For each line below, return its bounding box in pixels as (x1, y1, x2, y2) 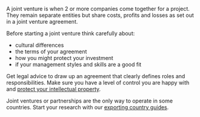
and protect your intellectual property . (6, 85, 101, 93)
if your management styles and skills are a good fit (15, 61, 142, 68)
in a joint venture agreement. (6, 18, 78, 25)
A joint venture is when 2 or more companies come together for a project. (6, 5, 190, 12)
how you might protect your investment (15, 55, 113, 61)
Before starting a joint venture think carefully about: (6, 30, 135, 37)
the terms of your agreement (15, 48, 87, 55)
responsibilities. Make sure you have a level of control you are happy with (6, 79, 190, 86)
